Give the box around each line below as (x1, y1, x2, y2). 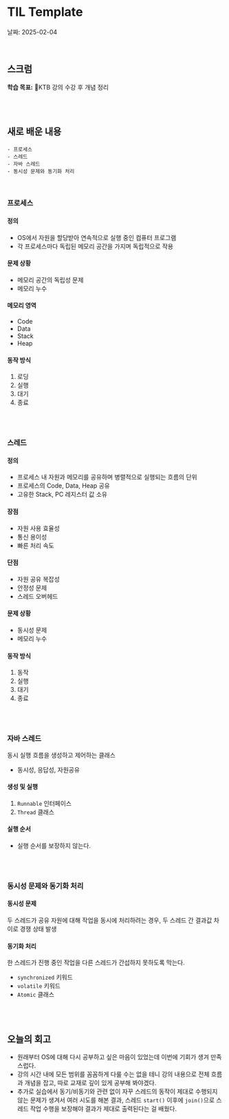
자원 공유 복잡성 (17, 575, 60, 583)
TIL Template (7, 4, 83, 20)
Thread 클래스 (17, 808, 55, 816)
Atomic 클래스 (17, 991, 55, 999)
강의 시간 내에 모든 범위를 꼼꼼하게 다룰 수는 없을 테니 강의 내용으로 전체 (17, 1070, 210, 1078)
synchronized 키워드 (17, 973, 74, 982)
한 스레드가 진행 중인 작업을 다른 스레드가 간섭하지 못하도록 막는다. (7, 958, 185, 967)
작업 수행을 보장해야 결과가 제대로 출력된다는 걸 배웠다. (30, 1105, 177, 1113)
